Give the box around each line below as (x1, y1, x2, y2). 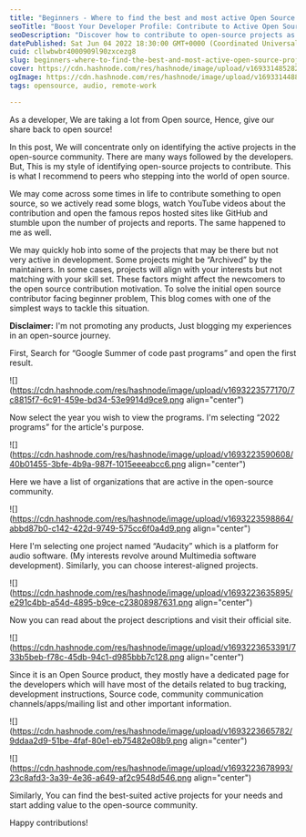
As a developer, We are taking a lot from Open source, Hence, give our (9, 114, 275, 125)
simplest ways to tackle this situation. (9, 302, 150, 313)
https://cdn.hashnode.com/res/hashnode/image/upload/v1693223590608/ (12, 448, 294, 460)
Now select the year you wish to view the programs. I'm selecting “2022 (9, 412, 280, 423)
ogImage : (9, 73, 43, 82)
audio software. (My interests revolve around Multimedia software (9, 550, 257, 561)
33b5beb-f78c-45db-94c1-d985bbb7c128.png (9, 651, 185, 662)
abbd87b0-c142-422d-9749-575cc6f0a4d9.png (9, 523, 191, 534)
